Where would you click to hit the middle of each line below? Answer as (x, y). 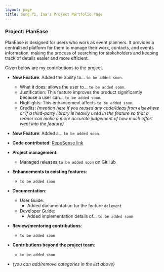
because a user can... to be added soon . (61, 97)
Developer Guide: (37, 211)
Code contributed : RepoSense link (48, 143)
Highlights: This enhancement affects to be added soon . (77, 102)
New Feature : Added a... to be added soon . (56, 133)
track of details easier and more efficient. (47, 58)
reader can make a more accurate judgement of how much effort (86, 118)
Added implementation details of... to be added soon (80, 216)
